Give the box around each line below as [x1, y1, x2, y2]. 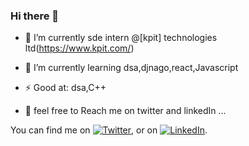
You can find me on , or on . [10, 124, 208, 136]
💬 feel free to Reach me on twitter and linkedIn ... [24, 105, 227, 117]
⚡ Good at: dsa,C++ [24, 82, 107, 94]
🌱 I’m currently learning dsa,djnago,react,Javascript [24, 62, 239, 74]
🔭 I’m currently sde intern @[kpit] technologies [24, 32, 218, 44]
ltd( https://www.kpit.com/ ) [24, 42, 135, 54]
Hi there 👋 [10, 9, 60, 23]
